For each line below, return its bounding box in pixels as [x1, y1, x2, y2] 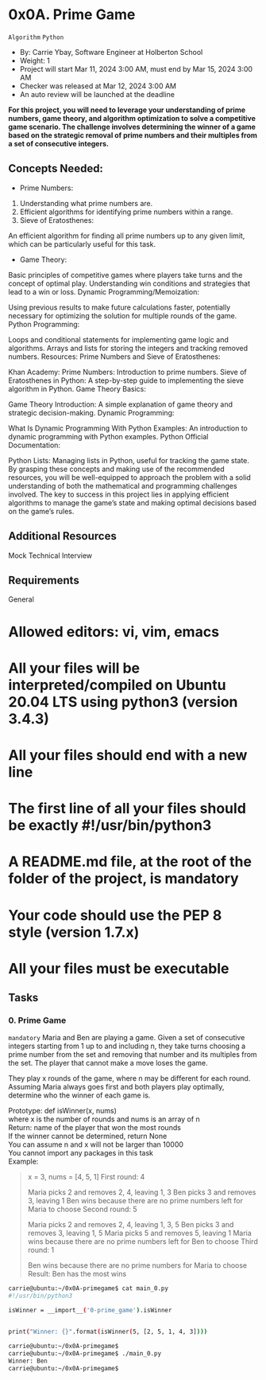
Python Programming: [8, 319, 80, 329]
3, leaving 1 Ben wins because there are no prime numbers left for [27, 1196, 244, 1206]
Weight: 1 [19, 56, 50, 65]
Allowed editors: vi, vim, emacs [8, 622, 220, 641]
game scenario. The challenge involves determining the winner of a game [8, 122, 256, 131]
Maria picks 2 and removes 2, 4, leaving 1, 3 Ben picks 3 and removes [27, 1187, 256, 1197]
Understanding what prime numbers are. [19, 198, 153, 208]
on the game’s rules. [8, 506, 75, 516]
